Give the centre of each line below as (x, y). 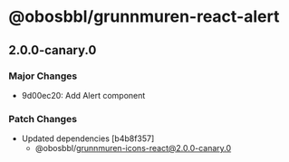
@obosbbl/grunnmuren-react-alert (144, 17)
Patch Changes (43, 119)
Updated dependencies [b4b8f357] (88, 138)
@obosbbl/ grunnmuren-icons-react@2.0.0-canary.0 (133, 148)
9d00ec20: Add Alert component (83, 95)
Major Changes (43, 76)
